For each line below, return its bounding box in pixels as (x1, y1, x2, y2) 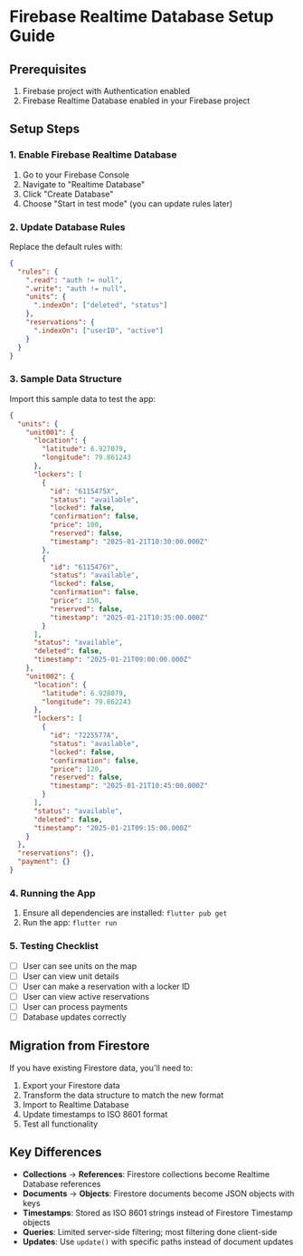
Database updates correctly (22, 1012, 127, 1022)
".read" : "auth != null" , (25, 275, 124, 284)
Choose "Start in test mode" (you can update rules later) (22, 197, 233, 209)
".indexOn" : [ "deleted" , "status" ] (33, 301, 168, 310)
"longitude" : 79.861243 (42, 453, 131, 463)
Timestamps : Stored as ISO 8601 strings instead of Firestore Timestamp (22, 1207, 293, 1218)
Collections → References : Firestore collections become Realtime (22, 1168, 270, 1179)
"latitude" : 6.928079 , (42, 688, 128, 698)
